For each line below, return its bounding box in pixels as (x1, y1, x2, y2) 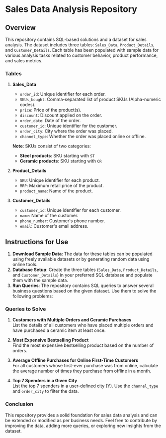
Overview (5, 23, 36, 32)
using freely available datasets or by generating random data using (12, 256, 150, 262)
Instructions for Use (5, 238, 69, 246)
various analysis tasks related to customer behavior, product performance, (5, 52, 158, 58)
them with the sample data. (12, 278, 69, 284)
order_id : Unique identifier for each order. (19, 91, 106, 97)
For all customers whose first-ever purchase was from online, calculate (12, 363, 159, 369)
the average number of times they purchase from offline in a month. (12, 368, 152, 374)
